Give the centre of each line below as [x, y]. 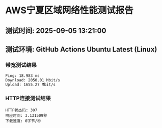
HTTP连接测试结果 [28, 98]
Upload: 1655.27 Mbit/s [31, 85]
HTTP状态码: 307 [21, 110]
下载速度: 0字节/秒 [23, 121]
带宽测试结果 [21, 65]
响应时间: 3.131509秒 [26, 115]
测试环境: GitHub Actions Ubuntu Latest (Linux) [81, 49]
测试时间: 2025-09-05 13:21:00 [56, 31]
